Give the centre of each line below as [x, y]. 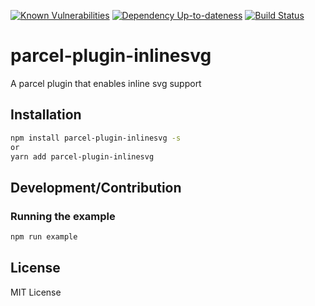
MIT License [36, 292]
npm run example [44, 237]
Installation [46, 115]
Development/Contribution [96, 187]
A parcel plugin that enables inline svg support [106, 83]
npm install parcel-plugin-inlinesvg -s [96, 138]
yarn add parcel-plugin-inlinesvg [82, 156]
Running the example [63, 216]
